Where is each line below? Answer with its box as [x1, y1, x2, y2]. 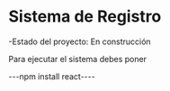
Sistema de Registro [8, 6, 162, 27]
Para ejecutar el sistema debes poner [8, 53, 148, 64]
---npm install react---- [8, 70, 95, 82]
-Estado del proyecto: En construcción [8, 36, 151, 47]
